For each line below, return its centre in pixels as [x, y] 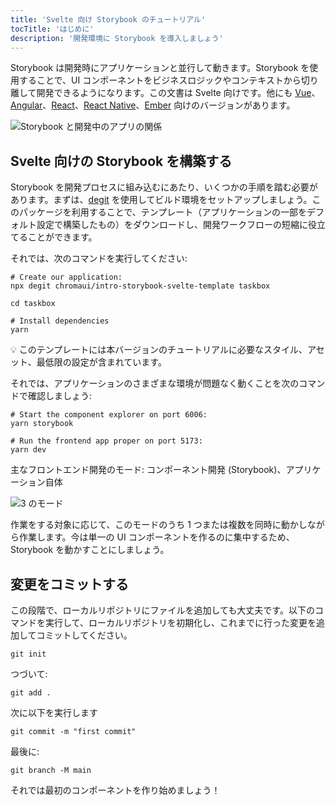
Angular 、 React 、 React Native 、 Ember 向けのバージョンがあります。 [153, 105]
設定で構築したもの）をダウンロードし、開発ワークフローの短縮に [172, 225]
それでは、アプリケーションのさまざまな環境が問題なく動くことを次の [155, 383]
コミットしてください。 [84, 635]
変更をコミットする [69, 584]
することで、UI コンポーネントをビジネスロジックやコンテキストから [160, 80]
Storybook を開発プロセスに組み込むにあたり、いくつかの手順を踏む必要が [164, 187]
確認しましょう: [60, 396]
